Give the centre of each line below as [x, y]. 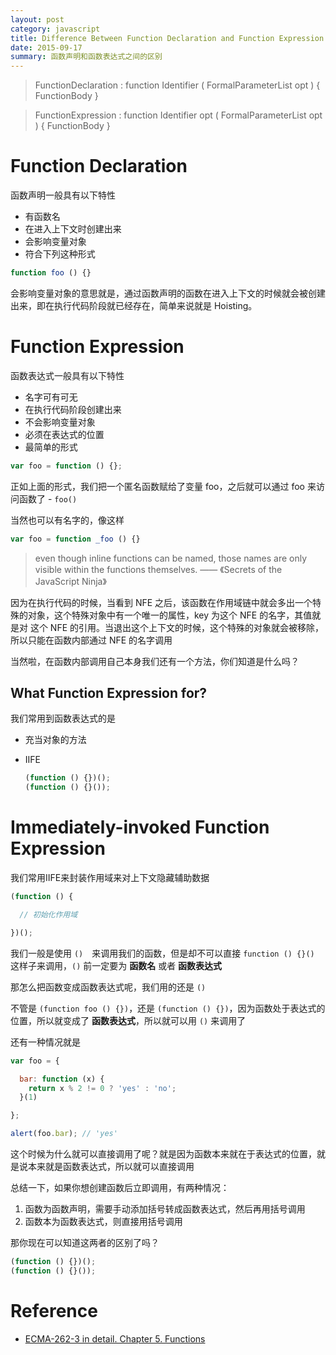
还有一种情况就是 [45, 1042]
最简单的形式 [51, 447]
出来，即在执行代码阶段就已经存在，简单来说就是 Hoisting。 [134, 305]
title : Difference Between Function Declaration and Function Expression [167, 38]
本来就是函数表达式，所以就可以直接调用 [111, 1166]
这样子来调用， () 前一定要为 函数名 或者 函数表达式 [116, 965]
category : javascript [55, 29]
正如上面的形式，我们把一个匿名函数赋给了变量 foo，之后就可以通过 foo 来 [163, 486]
